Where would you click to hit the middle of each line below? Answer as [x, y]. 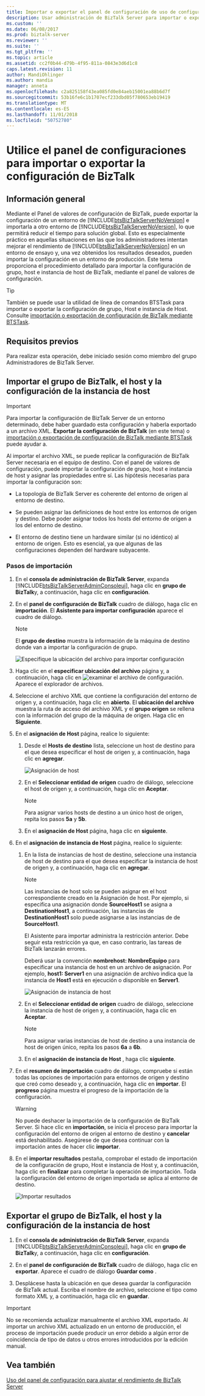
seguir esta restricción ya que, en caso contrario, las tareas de [103, 942]
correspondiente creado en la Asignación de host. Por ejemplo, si [106, 898]
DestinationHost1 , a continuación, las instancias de [89, 911]
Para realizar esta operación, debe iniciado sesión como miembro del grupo [102, 356]
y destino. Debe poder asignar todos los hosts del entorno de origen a [103, 519]
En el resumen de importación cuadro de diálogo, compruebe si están [104, 1071]
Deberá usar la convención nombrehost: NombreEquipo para [102, 961]
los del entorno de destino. [49, 525]
